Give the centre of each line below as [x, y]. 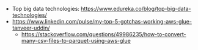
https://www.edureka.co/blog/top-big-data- [136, 9]
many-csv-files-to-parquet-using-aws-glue [76, 41]
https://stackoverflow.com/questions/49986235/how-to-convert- [104, 34]
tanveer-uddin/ [31, 28]
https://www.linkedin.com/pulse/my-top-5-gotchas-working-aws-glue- [102, 21]
